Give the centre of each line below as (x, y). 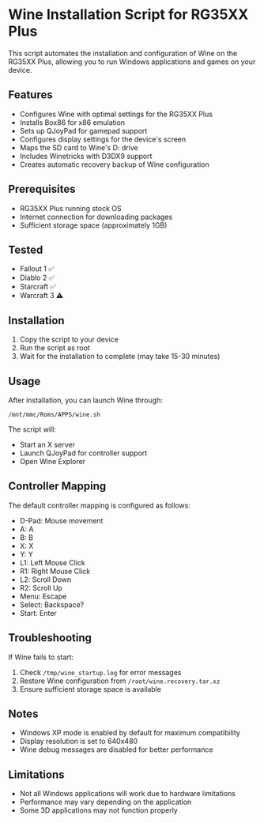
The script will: (32, 429)
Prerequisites (42, 189)
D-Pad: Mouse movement (61, 520)
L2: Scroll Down (45, 579)
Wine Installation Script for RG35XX (128, 15)
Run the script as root (55, 348)
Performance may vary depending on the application (106, 802)
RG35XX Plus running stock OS (70, 208)
